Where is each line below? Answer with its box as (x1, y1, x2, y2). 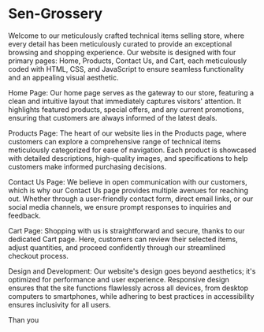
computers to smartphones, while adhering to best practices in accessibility (8, 291, 255, 300)
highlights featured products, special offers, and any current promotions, (8, 104, 244, 114)
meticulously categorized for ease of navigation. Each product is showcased (8, 145, 257, 155)
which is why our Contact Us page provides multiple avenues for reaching (8, 185, 248, 195)
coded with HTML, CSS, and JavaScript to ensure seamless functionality (8, 64, 244, 73)
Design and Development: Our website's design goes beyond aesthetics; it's (8, 266, 256, 276)
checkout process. (8, 251, 69, 260)
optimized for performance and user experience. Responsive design (8, 274, 230, 284)
